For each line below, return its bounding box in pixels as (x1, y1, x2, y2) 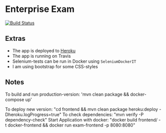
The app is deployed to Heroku (12, 47, 76, 53)
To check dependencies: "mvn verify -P (62, 111, 144, 118)
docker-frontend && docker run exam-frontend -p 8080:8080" (7, 122, 135, 128)
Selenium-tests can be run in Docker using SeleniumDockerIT (12, 58, 136, 64)
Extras (5, 34, 26, 43)
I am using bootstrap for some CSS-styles (12, 63, 98, 69)
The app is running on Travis (12, 53, 71, 59)
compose (5, 96, 25, 103)
